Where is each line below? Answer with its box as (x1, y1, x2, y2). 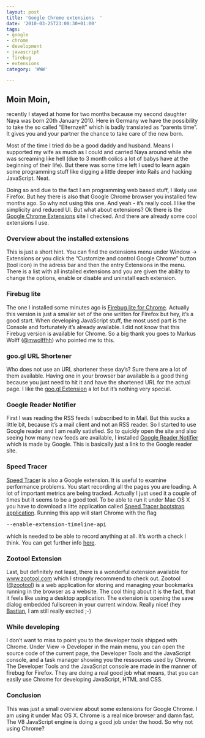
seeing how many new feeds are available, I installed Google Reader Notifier (6, 434, 199, 441)
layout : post (6, 9, 40, 15)
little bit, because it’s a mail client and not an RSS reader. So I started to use (6, 421, 196, 429)
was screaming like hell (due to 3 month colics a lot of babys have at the (6, 155, 188, 163)
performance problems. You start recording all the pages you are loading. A (6, 483, 197, 490)
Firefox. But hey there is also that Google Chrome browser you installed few (6, 193, 197, 200)
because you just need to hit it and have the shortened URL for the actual (6, 379, 191, 386)
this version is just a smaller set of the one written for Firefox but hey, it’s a (6, 310, 194, 317)
